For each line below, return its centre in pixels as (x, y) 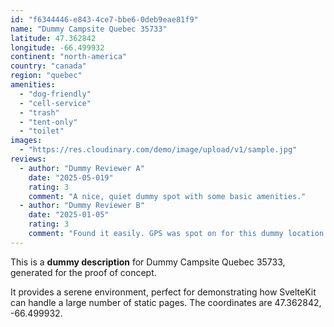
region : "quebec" (46, 76)
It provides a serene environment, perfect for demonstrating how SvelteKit (163, 292)
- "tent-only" (48, 122)
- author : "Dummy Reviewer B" (82, 206)
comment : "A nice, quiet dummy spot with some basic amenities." (167, 196)
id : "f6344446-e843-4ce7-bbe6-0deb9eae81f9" (104, 19)
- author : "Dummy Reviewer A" (82, 168)
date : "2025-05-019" (71, 177)
